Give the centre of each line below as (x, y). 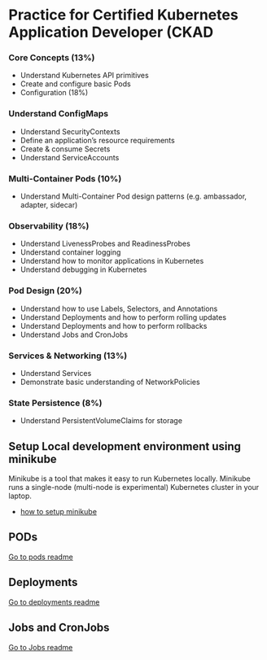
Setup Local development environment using (125, 446)
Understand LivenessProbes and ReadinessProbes (105, 244)
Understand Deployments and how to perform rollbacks (114, 326)
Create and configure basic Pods (76, 84)
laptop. (20, 496)
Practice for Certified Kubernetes (123, 15)
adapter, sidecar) (49, 205)
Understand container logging (70, 252)
